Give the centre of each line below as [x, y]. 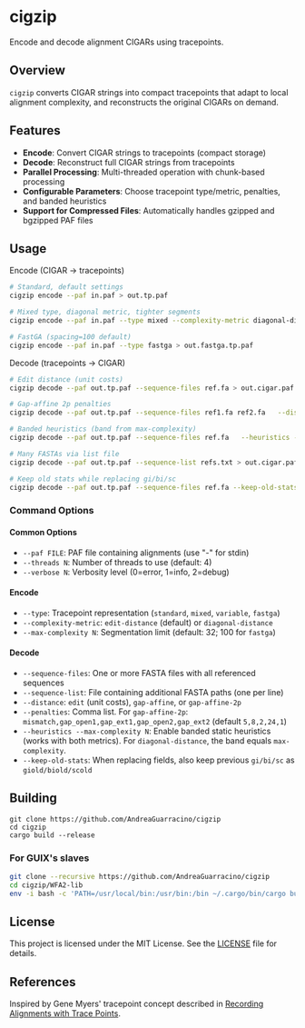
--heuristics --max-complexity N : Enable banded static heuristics [147, 731]
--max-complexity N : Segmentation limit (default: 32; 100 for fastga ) [149, 632]
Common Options [43, 532]
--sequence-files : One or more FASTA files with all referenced [139, 673]
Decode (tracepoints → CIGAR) [67, 363]
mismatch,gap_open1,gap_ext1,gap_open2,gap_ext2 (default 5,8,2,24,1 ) [155, 721]
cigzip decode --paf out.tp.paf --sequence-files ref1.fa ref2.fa [138, 413]
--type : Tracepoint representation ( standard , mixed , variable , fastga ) [151, 613]
